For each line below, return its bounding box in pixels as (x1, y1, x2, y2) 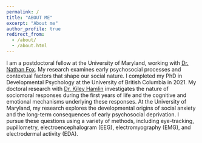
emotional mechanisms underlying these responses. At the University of (6, 98, 187, 105)
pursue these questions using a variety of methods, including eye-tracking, (6, 117, 194, 124)
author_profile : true (6, 25, 61, 32)
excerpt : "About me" (6, 20, 59, 26)
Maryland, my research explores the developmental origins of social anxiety (6, 104, 196, 111)
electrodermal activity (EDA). (6, 130, 79, 137)
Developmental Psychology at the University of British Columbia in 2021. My (6, 78, 197, 85)
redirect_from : (6, 32, 45, 38)
